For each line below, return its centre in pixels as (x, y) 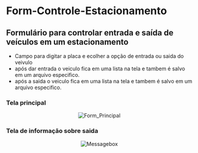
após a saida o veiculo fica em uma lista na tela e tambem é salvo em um (103, 81)
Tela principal (26, 103)
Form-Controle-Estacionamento (87, 11)
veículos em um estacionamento (67, 42)
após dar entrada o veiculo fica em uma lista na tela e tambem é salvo (100, 69)
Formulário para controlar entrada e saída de (90, 33)
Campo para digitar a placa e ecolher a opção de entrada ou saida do (99, 56)
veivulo (23, 62)
